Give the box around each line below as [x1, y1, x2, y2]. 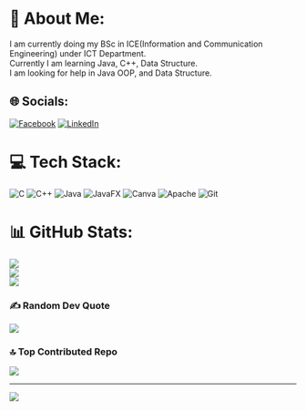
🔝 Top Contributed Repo [9, 345, 118, 358]
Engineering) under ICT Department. [9, 47, 147, 58]
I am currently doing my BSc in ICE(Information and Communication [9, 38, 263, 49]
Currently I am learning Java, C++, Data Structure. [9, 57, 199, 68]
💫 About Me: [9, 8, 106, 29]
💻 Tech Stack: [9, 151, 122, 172]
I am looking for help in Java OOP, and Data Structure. [9, 67, 212, 78]
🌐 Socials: [9, 94, 69, 109]
